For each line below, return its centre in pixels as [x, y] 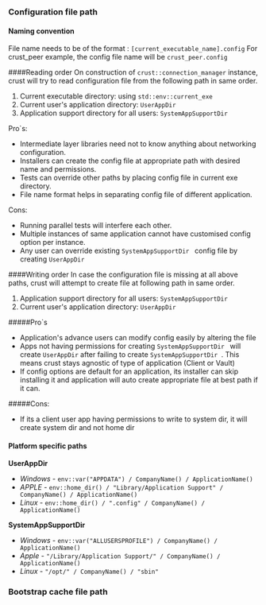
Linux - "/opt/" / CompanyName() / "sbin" [89, 572]
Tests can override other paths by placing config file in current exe [129, 178]
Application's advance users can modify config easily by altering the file [138, 338]
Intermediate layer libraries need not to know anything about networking [138, 144]
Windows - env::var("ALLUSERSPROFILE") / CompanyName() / [119, 541]
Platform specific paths [48, 446]
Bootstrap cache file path [58, 592]
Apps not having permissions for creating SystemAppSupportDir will [130, 346]
